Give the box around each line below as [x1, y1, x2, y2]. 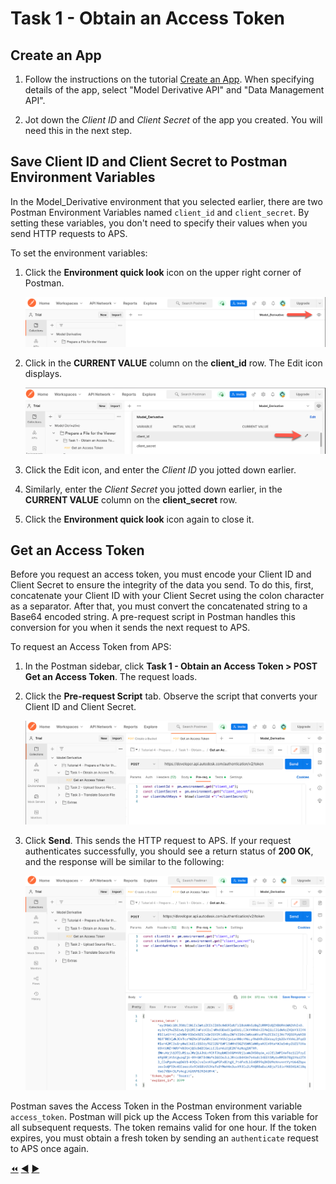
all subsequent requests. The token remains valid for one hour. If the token [10, 1121, 317, 1133]
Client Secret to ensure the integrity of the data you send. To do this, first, [10, 579, 314, 591]
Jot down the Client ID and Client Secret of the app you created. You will [24, 114, 323, 126]
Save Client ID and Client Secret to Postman [10, 153, 288, 171]
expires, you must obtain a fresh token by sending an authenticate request [10, 1132, 319, 1144]
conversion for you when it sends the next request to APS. [10, 622, 251, 634]
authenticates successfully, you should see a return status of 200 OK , [24, 845, 314, 857]
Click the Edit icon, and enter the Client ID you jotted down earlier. [24, 463, 297, 476]
